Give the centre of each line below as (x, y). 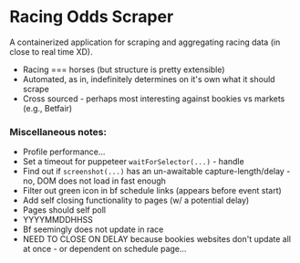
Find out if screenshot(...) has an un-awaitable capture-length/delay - (156, 172)
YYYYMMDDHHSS (58, 220)
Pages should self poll (64, 210)
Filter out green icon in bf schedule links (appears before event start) (152, 191)
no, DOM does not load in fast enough (94, 181)
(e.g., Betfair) (47, 108)
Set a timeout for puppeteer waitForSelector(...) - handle (133, 162)
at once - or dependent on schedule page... (104, 249)
